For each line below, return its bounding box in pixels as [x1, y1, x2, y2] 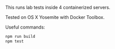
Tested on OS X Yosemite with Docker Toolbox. [5, 14, 105, 20]
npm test [5, 38, 24, 44]
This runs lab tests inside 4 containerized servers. [5, 5, 111, 10]
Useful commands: [5, 24, 45, 30]
